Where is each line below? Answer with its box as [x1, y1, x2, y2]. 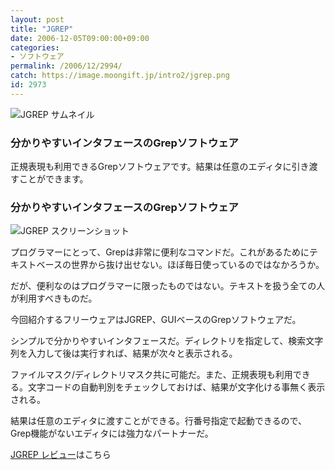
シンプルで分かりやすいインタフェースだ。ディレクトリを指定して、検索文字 [10, 335, 324, 347]
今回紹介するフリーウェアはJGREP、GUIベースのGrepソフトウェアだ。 [10, 314, 302, 326]
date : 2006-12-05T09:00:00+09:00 [10, 33, 150, 43]
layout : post [10, 14, 65, 25]
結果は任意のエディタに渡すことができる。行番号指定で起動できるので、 [10, 415, 307, 427]
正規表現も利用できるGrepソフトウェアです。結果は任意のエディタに [10, 161, 292, 173]
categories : [10, 42, 60, 53]
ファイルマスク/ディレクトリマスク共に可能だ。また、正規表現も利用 [10, 369, 293, 381]
